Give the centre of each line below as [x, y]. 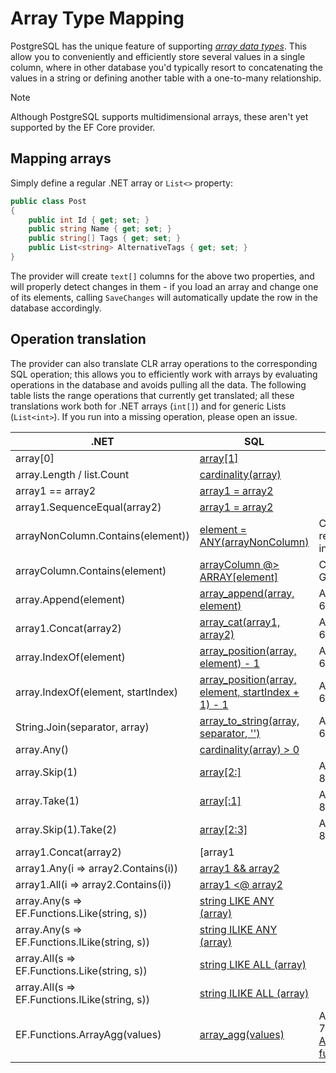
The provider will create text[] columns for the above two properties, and [162, 276]
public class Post [48, 201]
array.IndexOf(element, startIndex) [96, 692]
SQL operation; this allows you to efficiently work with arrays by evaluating [164, 374]
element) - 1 [229, 663]
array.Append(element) [70, 599]
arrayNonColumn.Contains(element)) [102, 535]
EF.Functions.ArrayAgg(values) [88, 1034]
